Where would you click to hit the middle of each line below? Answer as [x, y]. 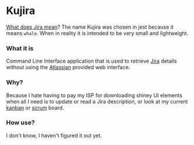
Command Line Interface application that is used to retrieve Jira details [91, 61]
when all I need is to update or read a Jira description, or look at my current [97, 101]
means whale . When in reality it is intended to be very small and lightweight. [97, 33]
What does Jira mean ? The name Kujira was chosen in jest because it [90, 27]
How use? [21, 123]
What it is [20, 48]
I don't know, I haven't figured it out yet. [54, 135]
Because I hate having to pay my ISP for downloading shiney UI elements [94, 95]
